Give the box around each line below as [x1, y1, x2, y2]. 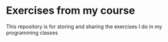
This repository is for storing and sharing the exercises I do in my [6, 23, 162, 30]
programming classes [6, 29, 58, 36]
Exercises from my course [6, 4, 135, 17]
